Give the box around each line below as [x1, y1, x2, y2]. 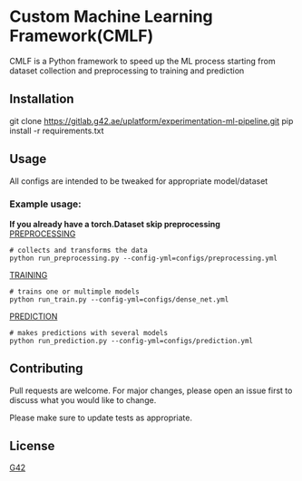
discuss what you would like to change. [9, 394, 157, 405]
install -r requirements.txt [9, 125, 104, 136]
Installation [9, 91, 74, 107]
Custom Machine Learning [9, 6, 213, 27]
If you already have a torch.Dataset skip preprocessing [9, 218, 220, 229]
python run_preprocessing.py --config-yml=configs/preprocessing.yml [9, 254, 278, 263]
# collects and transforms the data [9, 245, 148, 255]
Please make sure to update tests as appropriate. [9, 412, 193, 423]
